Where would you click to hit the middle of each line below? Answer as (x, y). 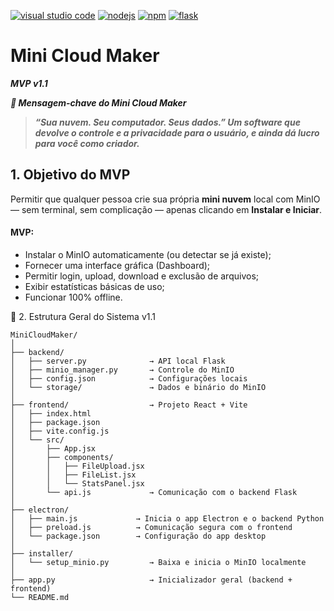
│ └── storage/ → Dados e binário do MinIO (138, 387)
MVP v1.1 (29, 83)
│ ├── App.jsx (53, 448)
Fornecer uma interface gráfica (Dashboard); (117, 265)
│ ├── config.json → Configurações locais (129, 378)
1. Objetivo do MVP (70, 175)
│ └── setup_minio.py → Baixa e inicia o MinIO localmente (158, 562)
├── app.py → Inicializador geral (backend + (151, 580)
